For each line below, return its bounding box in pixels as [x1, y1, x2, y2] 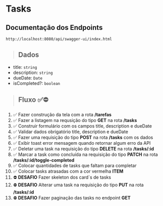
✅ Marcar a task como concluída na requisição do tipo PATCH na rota [13, 151, 158, 157]
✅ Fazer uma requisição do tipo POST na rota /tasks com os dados [13, 134, 153, 140]
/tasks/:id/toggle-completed [13, 157, 75, 163]
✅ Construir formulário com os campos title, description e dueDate [13, 122, 152, 129]
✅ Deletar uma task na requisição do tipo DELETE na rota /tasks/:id [13, 145, 154, 152]
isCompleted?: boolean [13, 80, 61, 86]
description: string [13, 69, 53, 75]
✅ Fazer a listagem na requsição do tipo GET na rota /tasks [13, 117, 137, 123]
